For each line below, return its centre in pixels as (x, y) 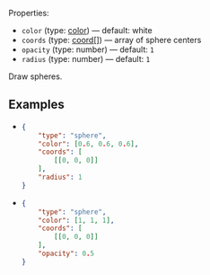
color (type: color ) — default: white (87, 30)
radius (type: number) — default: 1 (86, 59)
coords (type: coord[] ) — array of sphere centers (111, 40)
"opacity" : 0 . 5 (66, 254)
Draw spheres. (35, 76)
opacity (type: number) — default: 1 (87, 49)
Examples (36, 105)
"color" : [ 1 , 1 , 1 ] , (76, 220)
